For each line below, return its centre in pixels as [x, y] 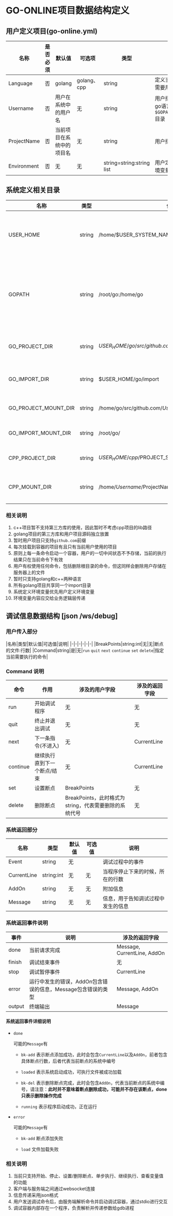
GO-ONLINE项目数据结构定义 [68, 11]
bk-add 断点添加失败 [42, 1138]
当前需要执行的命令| [27, 657]
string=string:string [127, 163]
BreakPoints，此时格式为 [95, 798]
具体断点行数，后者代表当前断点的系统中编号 [68, 1061]
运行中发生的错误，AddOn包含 [66, 981]
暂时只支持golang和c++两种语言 [47, 579]
